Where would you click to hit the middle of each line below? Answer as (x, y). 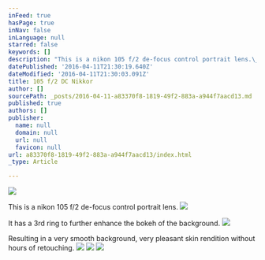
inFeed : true (30, 15)
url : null (31, 140)
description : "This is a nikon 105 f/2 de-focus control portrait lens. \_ (134, 60)
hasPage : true (32, 23)
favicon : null (38, 147)
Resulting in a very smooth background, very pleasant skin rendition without (132, 239)
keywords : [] (30, 52)
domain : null (37, 132)
